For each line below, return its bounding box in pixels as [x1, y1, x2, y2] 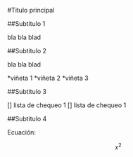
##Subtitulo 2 [7, 47, 47, 55]
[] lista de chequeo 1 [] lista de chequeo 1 [7, 101, 127, 109]
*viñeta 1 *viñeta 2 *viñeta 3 [7, 74, 89, 82]
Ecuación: [7, 128, 37, 136]
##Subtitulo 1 [7, 20, 46, 27]
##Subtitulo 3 [7, 88, 47, 95]
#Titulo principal [7, 6, 55, 14]
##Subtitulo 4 [7, 115, 47, 123]
